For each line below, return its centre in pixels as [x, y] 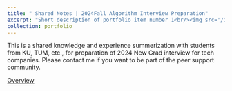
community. [24, 67]
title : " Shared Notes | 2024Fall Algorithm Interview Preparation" [108, 13]
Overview [21, 81]
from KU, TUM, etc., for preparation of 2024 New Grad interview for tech [110, 53]
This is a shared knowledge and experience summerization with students [111, 46]
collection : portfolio [40, 26]
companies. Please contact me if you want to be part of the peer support [111, 60]
